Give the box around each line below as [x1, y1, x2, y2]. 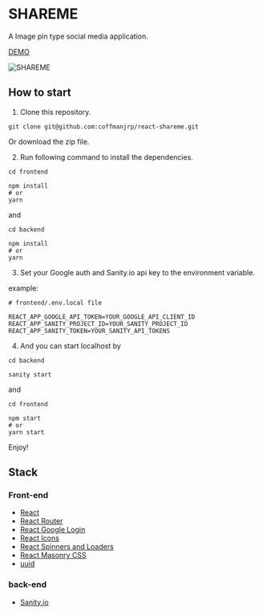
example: [8, 283, 38, 293]
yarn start [8, 428, 45, 436]
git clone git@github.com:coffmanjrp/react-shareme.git [8, 122, 199, 131]
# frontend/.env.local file [8, 299, 103, 307]
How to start [8, 86, 71, 100]
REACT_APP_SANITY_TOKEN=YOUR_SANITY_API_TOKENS [8, 327, 171, 335]
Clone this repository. [19, 107, 91, 116]
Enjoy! [8, 442, 30, 452]
